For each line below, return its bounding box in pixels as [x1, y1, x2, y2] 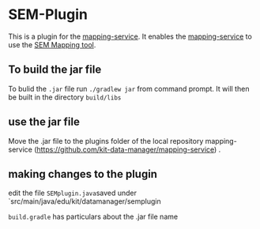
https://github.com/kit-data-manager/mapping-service [36, 145, 215, 154]
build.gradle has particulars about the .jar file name [8, 212, 179, 222]
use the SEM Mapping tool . [8, 39, 96, 49]
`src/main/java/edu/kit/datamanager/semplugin [8, 197, 161, 206]
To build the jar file [8, 63, 102, 77]
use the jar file [8, 115, 81, 129]
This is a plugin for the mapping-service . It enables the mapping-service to [8, 32, 253, 41]
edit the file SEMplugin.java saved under [8, 188, 137, 198]
